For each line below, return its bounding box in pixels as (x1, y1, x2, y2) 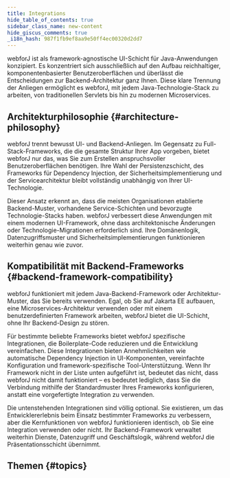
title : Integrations (7, 10, 67, 17)
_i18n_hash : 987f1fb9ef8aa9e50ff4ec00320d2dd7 (7, 36, 143, 43)
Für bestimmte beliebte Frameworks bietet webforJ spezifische (7, 332, 185, 340)
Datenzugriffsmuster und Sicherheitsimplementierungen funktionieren (7, 233, 205, 241)
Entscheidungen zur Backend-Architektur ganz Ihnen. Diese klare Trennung (7, 76, 221, 84)
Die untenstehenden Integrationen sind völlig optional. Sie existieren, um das (7, 403, 224, 412)
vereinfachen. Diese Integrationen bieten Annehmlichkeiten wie (7, 346, 187, 354)
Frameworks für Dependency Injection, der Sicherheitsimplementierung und (7, 169, 222, 177)
